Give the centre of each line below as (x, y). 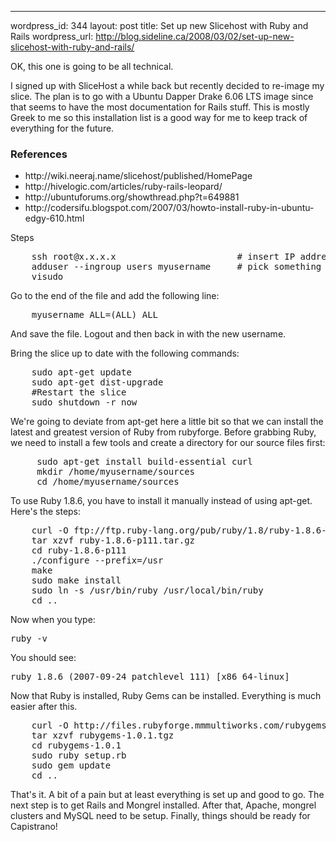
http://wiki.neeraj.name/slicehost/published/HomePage (138, 176)
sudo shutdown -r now (84, 402)
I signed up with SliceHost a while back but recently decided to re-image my (167, 85)
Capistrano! (34, 827)
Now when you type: (53, 620)
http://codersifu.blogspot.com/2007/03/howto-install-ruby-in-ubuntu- (169, 208)
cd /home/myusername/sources (108, 482)
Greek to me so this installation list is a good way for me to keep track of (159, 117)
